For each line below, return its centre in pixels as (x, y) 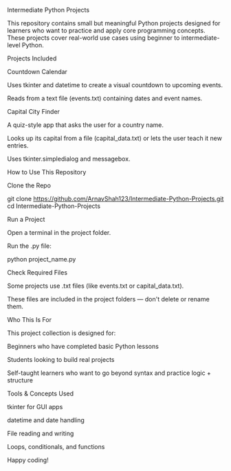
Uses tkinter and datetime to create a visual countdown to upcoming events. (115, 85)
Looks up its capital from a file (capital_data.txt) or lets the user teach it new (114, 138)
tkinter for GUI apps (35, 407)
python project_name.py (42, 259)
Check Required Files (37, 273)
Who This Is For (29, 320)
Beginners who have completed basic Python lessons (83, 346)
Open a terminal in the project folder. (59, 232)
